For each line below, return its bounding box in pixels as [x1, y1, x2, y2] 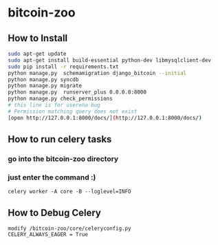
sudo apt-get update [8, 50, 67, 57]
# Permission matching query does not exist [8, 108, 138, 115]
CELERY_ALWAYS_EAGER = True [8, 231, 89, 238]
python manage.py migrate [8, 83, 82, 89]
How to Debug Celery [8, 206, 102, 218]
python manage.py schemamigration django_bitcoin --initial [8, 70, 187, 76]
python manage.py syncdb [8, 76, 79, 83]
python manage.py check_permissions [8, 95, 113, 103]
